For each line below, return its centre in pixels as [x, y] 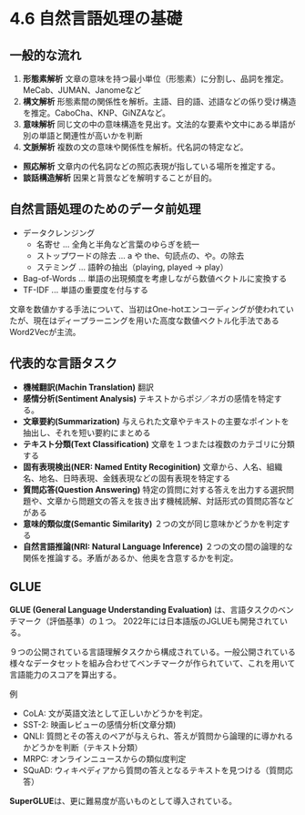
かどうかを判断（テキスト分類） [82, 748]
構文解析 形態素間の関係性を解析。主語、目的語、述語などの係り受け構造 [159, 102]
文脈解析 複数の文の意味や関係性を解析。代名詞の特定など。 [135, 147]
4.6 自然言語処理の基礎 [96, 19]
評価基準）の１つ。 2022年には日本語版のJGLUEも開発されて [164, 621]
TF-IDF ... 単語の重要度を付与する [85, 290]
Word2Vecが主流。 [45, 331]
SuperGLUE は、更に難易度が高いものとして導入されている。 [123, 801]
